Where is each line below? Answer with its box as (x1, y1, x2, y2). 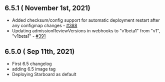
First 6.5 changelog (11, 61, 52, 67)
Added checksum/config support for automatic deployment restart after (11, 17, 160, 23)
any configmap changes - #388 (11, 22, 77, 28)
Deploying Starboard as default (11, 71, 76, 77)
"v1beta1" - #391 (11, 33, 46, 39)
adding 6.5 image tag (11, 66, 56, 72)
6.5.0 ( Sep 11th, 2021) (4, 47, 75, 56)
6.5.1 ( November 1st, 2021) (4, 4, 90, 12)
